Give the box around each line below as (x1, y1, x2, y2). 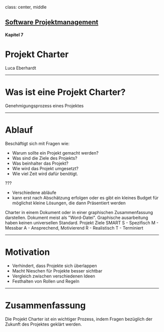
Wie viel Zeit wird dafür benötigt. (12, 171, 78, 176)
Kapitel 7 (5, 32, 23, 38)
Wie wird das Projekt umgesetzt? (12, 165, 79, 171)
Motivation (5, 246, 50, 257)
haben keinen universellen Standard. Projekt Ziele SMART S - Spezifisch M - (5, 219, 159, 226)
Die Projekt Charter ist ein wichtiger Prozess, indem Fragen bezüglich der (5, 316, 153, 322)
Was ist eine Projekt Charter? (5, 87, 126, 98)
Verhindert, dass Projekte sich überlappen (12, 263, 97, 269)
